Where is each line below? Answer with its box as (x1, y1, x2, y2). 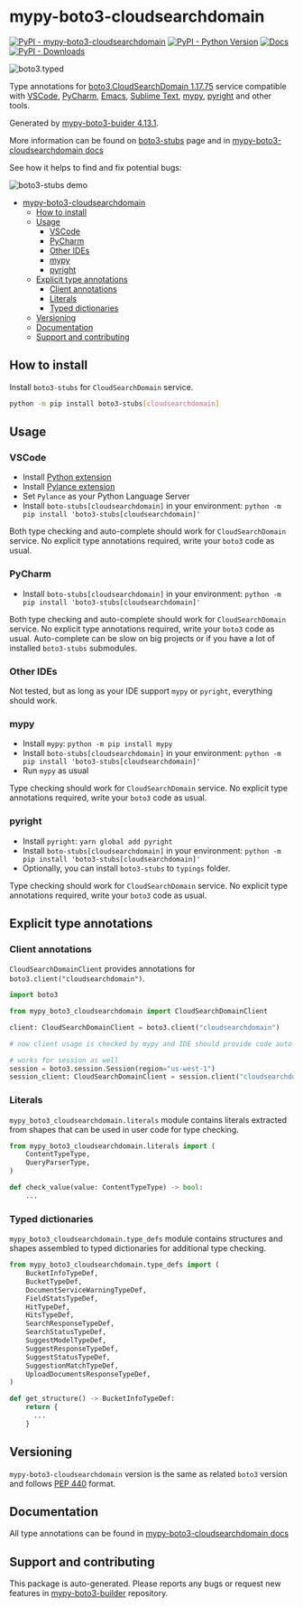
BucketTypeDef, (25, 1276, 83, 1286)
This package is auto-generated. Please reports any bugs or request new (9, 1578, 281, 1589)
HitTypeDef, (25, 1303, 70, 1312)
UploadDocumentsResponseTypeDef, (25, 1369, 151, 1378)
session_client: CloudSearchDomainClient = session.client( (9, 1072, 241, 1081)
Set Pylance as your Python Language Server (22, 491, 190, 502)
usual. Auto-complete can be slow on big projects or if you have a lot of (9, 632, 275, 643)
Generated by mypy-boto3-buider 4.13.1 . (9, 117, 160, 128)
